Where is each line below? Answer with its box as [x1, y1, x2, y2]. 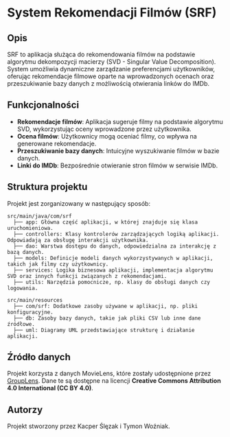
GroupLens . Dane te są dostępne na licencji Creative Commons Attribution [7, 377, 221, 385]
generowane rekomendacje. [16, 139, 97, 147]
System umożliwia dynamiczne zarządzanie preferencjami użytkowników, [7, 65, 215, 73]
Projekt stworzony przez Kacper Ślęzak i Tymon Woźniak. [7, 422, 170, 430]
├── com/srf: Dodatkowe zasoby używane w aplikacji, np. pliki [13, 303, 198, 309]
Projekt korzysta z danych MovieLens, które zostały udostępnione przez [7, 369, 211, 378]
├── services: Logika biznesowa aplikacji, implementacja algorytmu [13, 266, 214, 274]
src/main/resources [7, 296, 63, 303]
